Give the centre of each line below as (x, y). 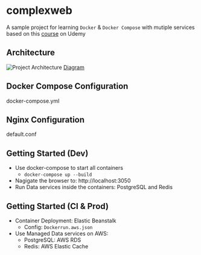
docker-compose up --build (58, 175)
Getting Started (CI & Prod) (57, 206)
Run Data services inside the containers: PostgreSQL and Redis (94, 187)
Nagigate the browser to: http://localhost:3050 (73, 181)
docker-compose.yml (33, 101)
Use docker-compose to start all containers (69, 168)
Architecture (31, 53)
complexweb (39, 11)
